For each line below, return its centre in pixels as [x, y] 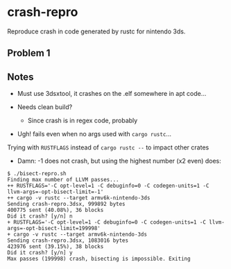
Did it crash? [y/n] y [40, 253]
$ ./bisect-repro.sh [37, 174]
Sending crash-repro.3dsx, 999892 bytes [67, 204]
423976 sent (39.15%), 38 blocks [55, 247]
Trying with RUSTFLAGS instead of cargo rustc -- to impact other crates [108, 147]
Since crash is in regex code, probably [83, 121]
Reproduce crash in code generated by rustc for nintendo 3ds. [96, 31]
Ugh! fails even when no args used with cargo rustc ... [94, 134]
